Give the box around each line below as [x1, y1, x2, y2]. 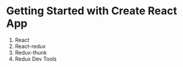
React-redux [14, 43, 46, 50]
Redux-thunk [14, 49, 47, 56]
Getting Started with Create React [6, 4, 178, 18]
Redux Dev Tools [14, 55, 57, 62]
